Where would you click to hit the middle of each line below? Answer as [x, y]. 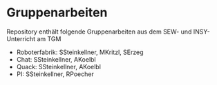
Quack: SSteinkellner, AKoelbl [59, 66]
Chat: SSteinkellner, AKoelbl [56, 59]
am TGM [49, 38]
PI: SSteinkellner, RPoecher [55, 74]
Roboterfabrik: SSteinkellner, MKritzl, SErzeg [80, 52]
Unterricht [21, 38]
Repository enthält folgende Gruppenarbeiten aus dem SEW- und [99, 32]
